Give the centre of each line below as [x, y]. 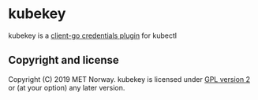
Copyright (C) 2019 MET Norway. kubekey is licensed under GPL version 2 [129, 79]
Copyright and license [64, 60]
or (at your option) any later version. [67, 87]
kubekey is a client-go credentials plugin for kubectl [93, 35]
